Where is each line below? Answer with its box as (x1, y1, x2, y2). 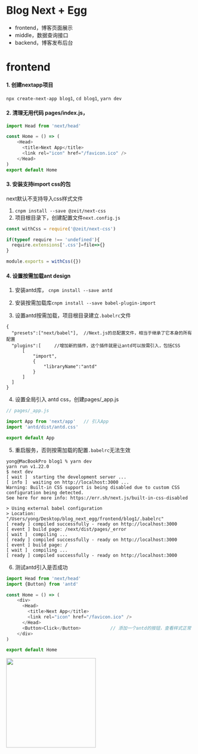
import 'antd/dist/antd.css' (6, 424, 79, 430)
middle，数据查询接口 (14, 31, 69, 39)
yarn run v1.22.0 (6, 463, 49, 469)
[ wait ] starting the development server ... (6, 474, 127, 480)
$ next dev (6, 469, 33, 475)
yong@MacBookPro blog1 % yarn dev (6, 458, 92, 464)
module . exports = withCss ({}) (6, 258, 82, 264)
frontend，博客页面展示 (14, 24, 73, 31)
